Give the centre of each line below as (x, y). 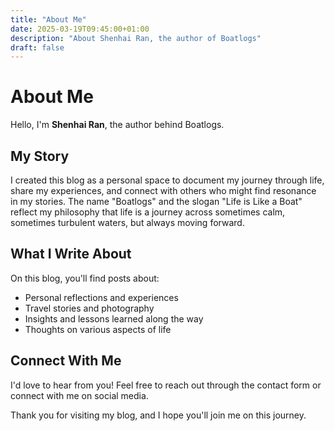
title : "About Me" (48, 19)
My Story (40, 156)
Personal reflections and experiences (101, 297)
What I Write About (71, 254)
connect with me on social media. (79, 395)
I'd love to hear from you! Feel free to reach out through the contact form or (166, 385)
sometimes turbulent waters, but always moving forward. (127, 222)
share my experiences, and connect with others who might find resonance (163, 190)
